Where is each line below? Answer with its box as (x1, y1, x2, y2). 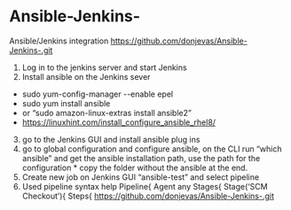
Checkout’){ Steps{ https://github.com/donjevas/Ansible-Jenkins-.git (21, 191, 275, 201)
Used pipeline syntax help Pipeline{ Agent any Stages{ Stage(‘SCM (21, 181, 268, 191)
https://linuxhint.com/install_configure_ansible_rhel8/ (21, 117, 216, 128)
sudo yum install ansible (21, 97, 111, 108)
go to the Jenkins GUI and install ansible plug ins (21, 134, 201, 144)
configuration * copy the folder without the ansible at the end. (21, 162, 248, 173)
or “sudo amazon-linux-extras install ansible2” (21, 107, 193, 118)
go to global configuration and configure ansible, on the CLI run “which (21, 144, 282, 154)
